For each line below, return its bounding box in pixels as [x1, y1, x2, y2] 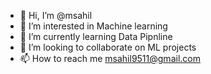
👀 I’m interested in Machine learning [19, 20, 168, 32]
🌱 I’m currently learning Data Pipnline [19, 31, 173, 42]
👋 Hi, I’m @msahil [19, 10, 93, 21]
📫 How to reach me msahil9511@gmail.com [19, 53, 201, 64]
